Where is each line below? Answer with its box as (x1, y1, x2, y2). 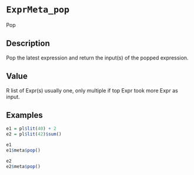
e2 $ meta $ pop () (6, 163, 41, 169)
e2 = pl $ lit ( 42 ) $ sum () (6, 131, 62, 137)
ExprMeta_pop (6, 4, 69, 15)
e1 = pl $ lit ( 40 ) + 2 (6, 126, 57, 132)
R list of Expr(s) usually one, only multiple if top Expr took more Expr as (6, 87, 178, 94)
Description (6, 38, 50, 48)
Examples (6, 110, 43, 120)
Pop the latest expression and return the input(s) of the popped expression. (6, 54, 189, 61)
